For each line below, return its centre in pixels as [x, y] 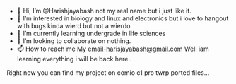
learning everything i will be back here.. [74, 59]
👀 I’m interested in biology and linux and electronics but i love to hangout [123, 18]
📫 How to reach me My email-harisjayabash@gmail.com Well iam [113, 49]
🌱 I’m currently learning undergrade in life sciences [91, 33]
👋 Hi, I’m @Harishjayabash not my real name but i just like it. [104, 11]
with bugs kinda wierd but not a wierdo [73, 26]
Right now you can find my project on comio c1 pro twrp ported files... [108, 73]
